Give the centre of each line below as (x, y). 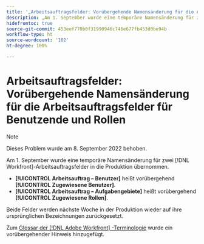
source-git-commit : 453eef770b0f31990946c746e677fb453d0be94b (87, 29)
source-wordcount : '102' (38, 40)
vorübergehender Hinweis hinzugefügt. (56, 234)
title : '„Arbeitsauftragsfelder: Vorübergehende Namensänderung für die (100, 12)
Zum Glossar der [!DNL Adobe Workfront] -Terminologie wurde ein (90, 228)
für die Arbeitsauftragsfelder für (90, 107)
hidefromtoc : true (29, 23)
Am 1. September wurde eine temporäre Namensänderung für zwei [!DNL (98, 160)
